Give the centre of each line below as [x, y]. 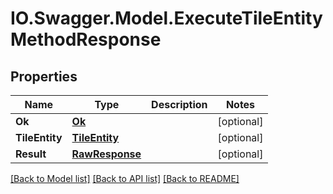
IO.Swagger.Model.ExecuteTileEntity [166, 18]
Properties [44, 76]
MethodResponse [86, 39]
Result [31, 154]
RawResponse [106, 154]
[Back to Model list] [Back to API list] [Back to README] [125, 178]
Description [179, 104]
